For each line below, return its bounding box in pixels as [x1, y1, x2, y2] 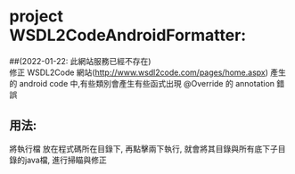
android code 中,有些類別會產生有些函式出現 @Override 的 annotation [19, 78, 275, 88]
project [9, 6, 64, 27]
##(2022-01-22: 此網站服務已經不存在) [9, 55, 152, 66]
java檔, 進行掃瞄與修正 [24, 154, 107, 165]
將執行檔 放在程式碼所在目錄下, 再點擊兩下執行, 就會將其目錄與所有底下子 [9, 143, 278, 153]
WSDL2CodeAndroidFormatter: [9, 25, 247, 46]
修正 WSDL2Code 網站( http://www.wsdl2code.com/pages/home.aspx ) [9, 67, 269, 78]
